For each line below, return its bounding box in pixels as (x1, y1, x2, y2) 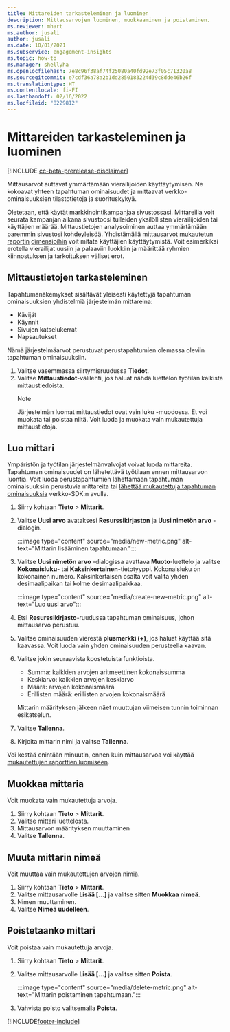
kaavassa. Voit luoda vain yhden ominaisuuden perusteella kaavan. (16, 641, 207, 650)
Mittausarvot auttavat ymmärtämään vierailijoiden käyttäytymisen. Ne (7, 180, 204, 188)
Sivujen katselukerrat (16, 325, 78, 334)
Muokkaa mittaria (7, 778, 84, 790)
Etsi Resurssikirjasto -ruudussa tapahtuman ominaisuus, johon (16, 614, 194, 622)
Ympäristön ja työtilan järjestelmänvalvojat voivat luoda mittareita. (7, 460, 193, 469)
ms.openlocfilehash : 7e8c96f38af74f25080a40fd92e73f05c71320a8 (7, 67, 192, 74)
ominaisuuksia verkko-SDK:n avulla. (7, 490, 109, 498)
